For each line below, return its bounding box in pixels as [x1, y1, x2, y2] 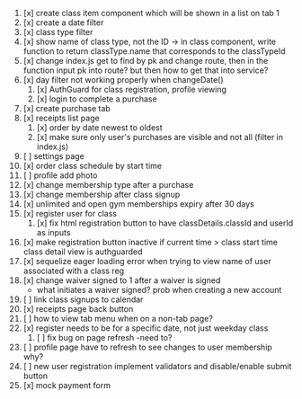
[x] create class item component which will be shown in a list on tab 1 [22, 8, 280, 18]
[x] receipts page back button [22, 304, 134, 314]
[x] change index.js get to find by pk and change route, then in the [22, 56, 269, 66]
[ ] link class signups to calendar [22, 294, 144, 305]
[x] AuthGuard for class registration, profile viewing [36, 84, 227, 94]
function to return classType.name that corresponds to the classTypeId [22, 46, 286, 57]
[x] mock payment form [22, 380, 111, 390]
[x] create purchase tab [22, 103, 111, 113]
